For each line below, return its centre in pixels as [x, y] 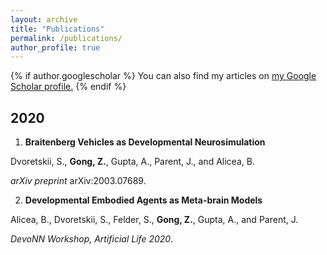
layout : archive [44, 19]
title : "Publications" [57, 29]
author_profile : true [55, 47]
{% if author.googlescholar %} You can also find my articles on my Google [163, 76]
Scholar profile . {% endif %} [68, 87]
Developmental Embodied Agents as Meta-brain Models [143, 200]
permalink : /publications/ [66, 38]
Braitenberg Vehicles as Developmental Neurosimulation [145, 142]
